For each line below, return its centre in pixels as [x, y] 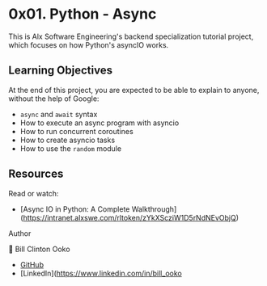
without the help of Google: [54, 99]
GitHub [32, 264]
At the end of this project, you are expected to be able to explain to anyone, [134, 90]
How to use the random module [71, 148]
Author [20, 233]
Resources [36, 174]
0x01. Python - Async [83, 14]
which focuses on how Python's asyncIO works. [89, 44]
